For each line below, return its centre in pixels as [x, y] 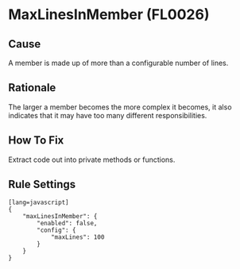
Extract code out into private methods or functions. [92, 159]
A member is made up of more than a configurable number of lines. [118, 63]
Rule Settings [42, 184]
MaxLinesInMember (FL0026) [109, 15]
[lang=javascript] [39, 203]
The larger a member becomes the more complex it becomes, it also [120, 107]
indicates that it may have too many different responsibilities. [108, 115]
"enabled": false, [67, 224]
